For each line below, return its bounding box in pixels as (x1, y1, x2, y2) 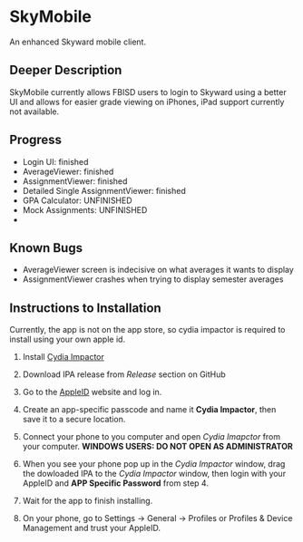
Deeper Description (9, 63, 122, 78)
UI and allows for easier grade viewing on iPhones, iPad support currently (9, 96, 285, 107)
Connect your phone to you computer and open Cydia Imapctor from (22, 431, 281, 442)
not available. (9, 106, 60, 117)
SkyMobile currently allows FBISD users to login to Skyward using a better (9, 86, 288, 97)
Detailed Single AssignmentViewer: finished (22, 185, 186, 196)
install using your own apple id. (9, 334, 125, 345)
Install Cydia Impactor (22, 352, 104, 363)
